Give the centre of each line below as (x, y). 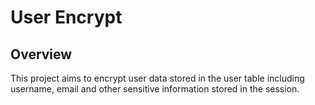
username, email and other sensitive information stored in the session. (155, 89)
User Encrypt (66, 17)
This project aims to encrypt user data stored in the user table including (157, 78)
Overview (41, 54)
